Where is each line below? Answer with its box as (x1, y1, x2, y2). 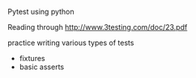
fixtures (19, 54, 45, 63)
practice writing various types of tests (7, 38, 134, 47)
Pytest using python (7, 7, 75, 16)
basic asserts (19, 62, 65, 72)
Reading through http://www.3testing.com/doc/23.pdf (7, 23, 188, 31)
